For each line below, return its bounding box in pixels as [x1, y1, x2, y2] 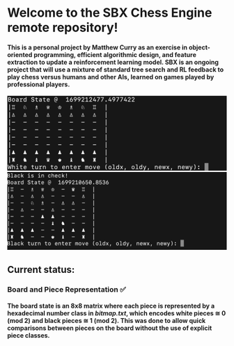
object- [188, 43, 211, 52]
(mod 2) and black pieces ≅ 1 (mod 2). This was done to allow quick [7, 317, 206, 325]
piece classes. [7, 331, 50, 340]
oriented [7, 50, 33, 58]
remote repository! [7, 19, 118, 36]
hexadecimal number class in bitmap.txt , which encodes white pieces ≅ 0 [7, 309, 226, 317]
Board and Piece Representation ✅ [7, 284, 127, 294]
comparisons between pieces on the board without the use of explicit [7, 324, 212, 332]
